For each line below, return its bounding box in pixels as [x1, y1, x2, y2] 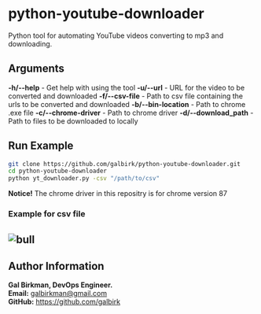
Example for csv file [8, 209, 86, 220]
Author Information [8, 259, 105, 272]
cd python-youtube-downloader [8, 167, 108, 175]
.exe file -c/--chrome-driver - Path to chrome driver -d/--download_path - [8, 108, 254, 117]
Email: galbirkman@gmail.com [8, 289, 108, 298]
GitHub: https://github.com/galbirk [8, 297, 120, 307]
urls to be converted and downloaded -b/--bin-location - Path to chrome [8, 99, 246, 109]
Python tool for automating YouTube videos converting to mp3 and [8, 31, 224, 40]
